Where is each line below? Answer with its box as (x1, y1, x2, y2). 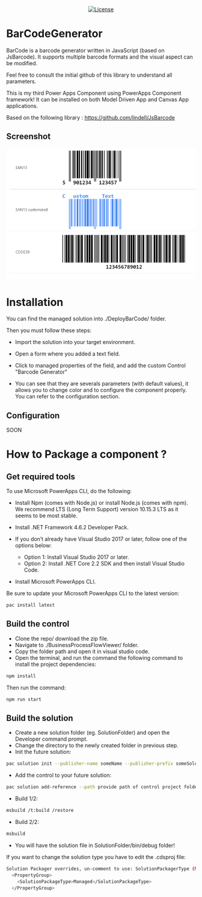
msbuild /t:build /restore (6, 808, 74, 814)
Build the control (6, 619, 70, 629)
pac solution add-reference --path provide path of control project (6, 784, 182, 790)
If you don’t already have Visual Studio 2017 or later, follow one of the (14, 535, 188, 543)
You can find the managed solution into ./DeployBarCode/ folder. (6, 315, 167, 322)
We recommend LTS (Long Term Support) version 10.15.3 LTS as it (14, 506, 179, 513)
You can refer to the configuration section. (14, 393, 120, 400)
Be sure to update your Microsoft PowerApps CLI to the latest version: (6, 590, 179, 597)
